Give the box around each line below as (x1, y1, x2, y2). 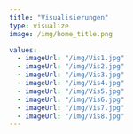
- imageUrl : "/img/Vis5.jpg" (17, 86, 125, 96)
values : (9, 45, 38, 54)
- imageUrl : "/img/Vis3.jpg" (17, 70, 125, 80)
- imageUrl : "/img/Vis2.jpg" (17, 62, 125, 71)
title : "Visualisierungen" (9, 12, 109, 22)
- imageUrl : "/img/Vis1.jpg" (17, 54, 125, 63)
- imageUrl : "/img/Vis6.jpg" (17, 95, 125, 104)
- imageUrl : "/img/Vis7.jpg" (17, 103, 125, 112)
